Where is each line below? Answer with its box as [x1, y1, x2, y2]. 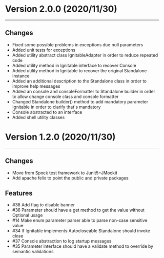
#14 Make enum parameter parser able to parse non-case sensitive [12, 218, 147, 223]
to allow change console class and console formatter [12, 94, 119, 99]
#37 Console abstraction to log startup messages [12, 238, 112, 244]
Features [5, 189, 33, 197]
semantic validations [12, 249, 54, 255]
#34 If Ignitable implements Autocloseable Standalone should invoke [12, 228, 150, 234]
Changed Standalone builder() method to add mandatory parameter [12, 99, 148, 104]
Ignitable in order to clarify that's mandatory [12, 104, 101, 110]
